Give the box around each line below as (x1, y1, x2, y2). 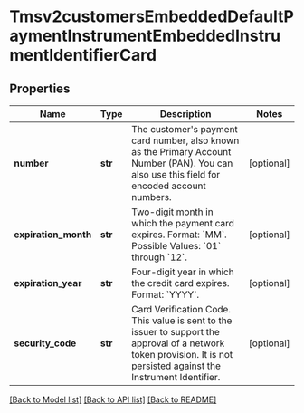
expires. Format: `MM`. (130, 228, 228, 241)
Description (159, 108, 212, 120)
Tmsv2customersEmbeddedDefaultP (9, 6, 294, 27)
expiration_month (14, 228, 92, 241)
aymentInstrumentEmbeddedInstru (9, 25, 281, 46)
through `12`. (130, 251, 188, 264)
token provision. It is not (130, 349, 233, 360)
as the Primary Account (130, 146, 232, 158)
